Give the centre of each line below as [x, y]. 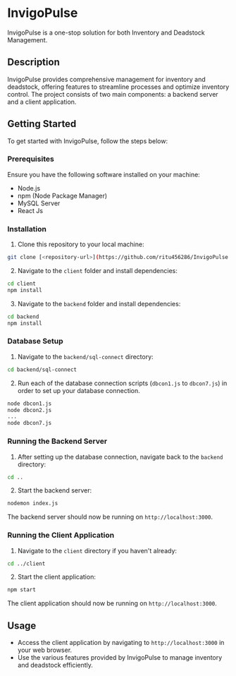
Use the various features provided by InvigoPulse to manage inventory [120, 658]
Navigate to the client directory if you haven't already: [97, 550]
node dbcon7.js [30, 423]
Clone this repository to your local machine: [81, 244]
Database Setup [35, 342]
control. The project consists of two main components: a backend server [113, 94]
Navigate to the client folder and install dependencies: [98, 271]
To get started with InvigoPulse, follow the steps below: [87, 141]
